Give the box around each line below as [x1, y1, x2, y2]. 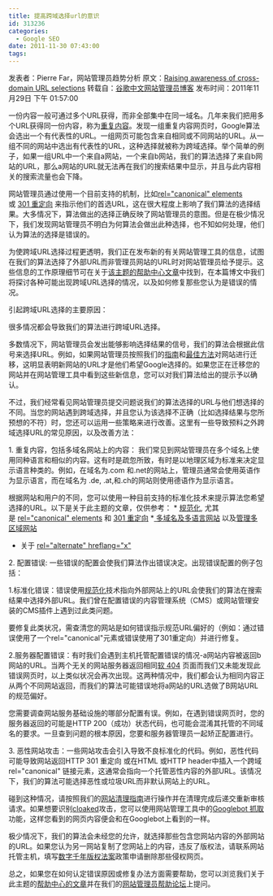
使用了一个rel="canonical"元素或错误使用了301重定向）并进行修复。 [15, 633, 244, 642]
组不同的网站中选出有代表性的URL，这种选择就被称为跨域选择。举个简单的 [8, 141, 258, 150]
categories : [8, 27, 49, 35]
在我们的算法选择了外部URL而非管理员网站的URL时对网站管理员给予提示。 [8, 257, 258, 267]
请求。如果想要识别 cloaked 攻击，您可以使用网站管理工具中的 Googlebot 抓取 [8, 804, 264, 813]
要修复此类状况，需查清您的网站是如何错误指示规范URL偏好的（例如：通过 [8, 623, 258, 633]
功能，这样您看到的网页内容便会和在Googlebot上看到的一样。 [8, 814, 214, 824]
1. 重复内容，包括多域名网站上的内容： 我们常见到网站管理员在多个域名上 [8, 445, 253, 455]
